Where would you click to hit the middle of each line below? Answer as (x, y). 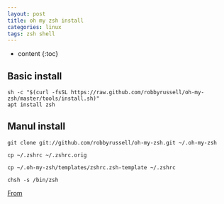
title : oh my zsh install (45, 21)
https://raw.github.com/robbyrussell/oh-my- (137, 93)
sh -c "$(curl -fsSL (38, 93)
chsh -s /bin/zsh (33, 180)
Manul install (37, 126)
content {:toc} (38, 54)
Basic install (35, 76)
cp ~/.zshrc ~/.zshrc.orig (47, 155)
